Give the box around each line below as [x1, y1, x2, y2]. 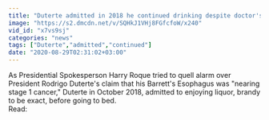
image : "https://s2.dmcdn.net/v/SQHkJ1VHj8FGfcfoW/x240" [8, 19, 203, 27]
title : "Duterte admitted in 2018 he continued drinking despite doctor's [8, 11, 263, 20]
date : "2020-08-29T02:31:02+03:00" [8, 48, 127, 56]
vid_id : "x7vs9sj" [8, 26, 70, 34]
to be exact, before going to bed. [8, 96, 117, 105]
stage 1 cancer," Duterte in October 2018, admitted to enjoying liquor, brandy [8, 87, 261, 96]
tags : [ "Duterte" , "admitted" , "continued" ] [8, 41, 152, 49]
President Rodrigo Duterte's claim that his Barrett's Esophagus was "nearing [8, 79, 260, 88]
